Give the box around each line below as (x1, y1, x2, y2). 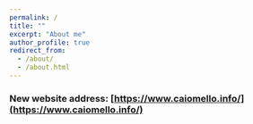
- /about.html (17, 63, 70, 72)
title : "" (9, 21, 47, 30)
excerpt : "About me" (9, 29, 87, 38)
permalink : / (9, 12, 58, 22)
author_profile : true (9, 37, 91, 47)
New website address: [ (9, 92, 115, 104)
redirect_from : (9, 46, 66, 55)
